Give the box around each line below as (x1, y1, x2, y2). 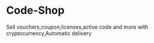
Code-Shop (6, 4, 64, 17)
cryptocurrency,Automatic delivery (6, 29, 92, 36)
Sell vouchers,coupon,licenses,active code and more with (6, 23, 149, 30)
